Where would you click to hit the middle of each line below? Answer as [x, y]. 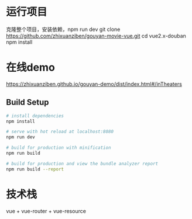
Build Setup [28, 102]
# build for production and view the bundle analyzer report [82, 164]
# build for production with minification [59, 148]
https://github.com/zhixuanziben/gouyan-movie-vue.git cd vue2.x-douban [96, 36]
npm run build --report [35, 169]
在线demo [31, 67]
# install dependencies [35, 116]
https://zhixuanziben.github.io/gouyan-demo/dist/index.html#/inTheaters [94, 84]
